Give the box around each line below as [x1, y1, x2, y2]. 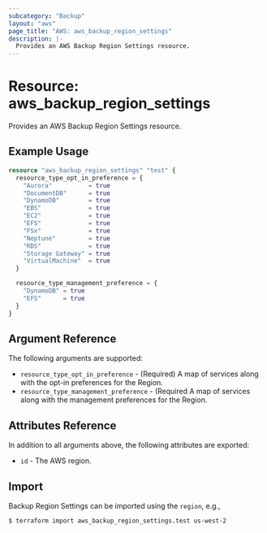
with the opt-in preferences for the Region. [19, 378, 164, 388]
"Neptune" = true [23, 234, 111, 242]
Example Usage [8, 145, 89, 158]
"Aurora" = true [23, 181, 111, 189]
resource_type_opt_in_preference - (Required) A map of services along [19, 369, 260, 379]
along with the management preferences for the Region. [19, 395, 208, 405]
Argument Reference [8, 331, 117, 345]
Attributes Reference [8, 418, 117, 432]
